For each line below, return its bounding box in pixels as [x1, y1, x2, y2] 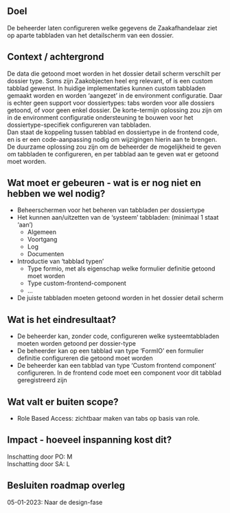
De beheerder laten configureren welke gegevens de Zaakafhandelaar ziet [7, 23, 218, 32]
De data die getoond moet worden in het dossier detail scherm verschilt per [7, 69, 221, 78]
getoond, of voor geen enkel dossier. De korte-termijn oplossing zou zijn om [7, 106, 223, 114]
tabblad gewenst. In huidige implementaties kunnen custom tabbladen [7, 84, 206, 92]
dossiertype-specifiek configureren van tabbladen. [7, 121, 152, 129]
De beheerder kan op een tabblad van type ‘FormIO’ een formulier [16, 347, 204, 355]
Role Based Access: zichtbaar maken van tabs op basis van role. [16, 415, 200, 423]
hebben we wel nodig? [7, 188, 106, 200]
